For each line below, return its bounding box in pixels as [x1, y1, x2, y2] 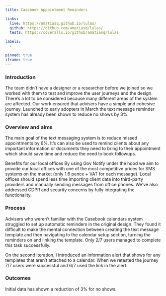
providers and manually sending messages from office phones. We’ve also [5, 182, 158, 188]
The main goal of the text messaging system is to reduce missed [5, 135, 138, 141]
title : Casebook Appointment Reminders [5, 7, 88, 12]
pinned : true [5, 53, 32, 58]
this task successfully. [5, 242, 51, 248]
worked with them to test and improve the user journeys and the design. [5, 90, 153, 96]
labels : [5, 39, 21, 44]
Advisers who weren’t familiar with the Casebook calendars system [5, 216, 143, 222]
